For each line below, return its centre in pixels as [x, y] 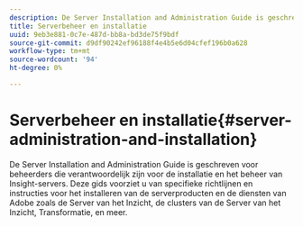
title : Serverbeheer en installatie [78, 26]
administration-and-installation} [133, 140]
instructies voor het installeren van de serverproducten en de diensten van [148, 193]
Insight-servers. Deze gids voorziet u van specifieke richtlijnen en [131, 183]
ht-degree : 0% [36, 68]
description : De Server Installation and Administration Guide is [137, 18]
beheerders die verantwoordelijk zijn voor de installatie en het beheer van [146, 174]
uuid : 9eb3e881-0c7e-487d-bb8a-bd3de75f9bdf [94, 34]
